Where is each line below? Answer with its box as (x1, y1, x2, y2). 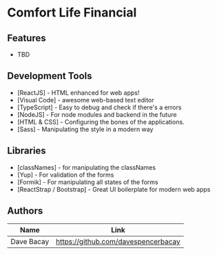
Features (7, 32, 46, 44)
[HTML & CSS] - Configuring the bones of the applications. (17, 118, 185, 126)
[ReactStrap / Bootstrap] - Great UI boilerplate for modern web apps (17, 185, 211, 193)
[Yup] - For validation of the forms (17, 170, 114, 179)
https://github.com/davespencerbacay (56, 237, 180, 247)
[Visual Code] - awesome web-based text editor (17, 96, 154, 104)
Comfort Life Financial (7, 5, 137, 21)
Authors (7, 205, 43, 217)
